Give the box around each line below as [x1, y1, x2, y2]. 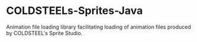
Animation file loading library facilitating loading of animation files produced [6, 23, 191, 30]
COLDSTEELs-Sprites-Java [6, 4, 143, 17]
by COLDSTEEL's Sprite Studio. [6, 29, 83, 36]
